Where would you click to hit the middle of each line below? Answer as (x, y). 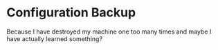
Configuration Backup (71, 13)
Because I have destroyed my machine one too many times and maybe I (109, 32)
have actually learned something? (55, 38)
